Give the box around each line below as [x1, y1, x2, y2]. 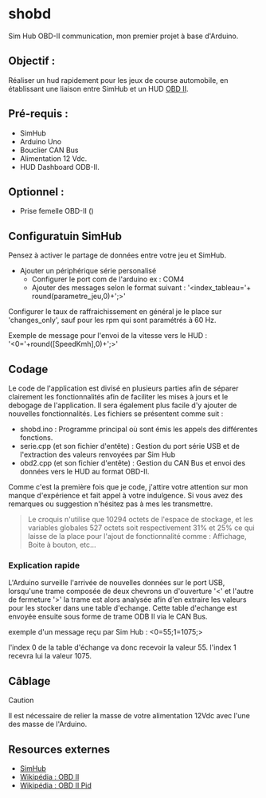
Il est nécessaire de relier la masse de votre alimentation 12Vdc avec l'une [8, 711, 251, 721]
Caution [8, 695, 34, 706]
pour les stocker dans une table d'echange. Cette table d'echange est [8, 603, 237, 613]
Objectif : [8, 54, 56, 68]
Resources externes [8, 742, 111, 756]
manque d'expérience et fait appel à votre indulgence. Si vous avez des [8, 491, 243, 500]
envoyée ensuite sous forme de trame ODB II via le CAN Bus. [8, 611, 208, 622]
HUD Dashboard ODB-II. [19, 162, 100, 171]
